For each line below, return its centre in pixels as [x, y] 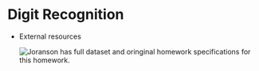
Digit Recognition [66, 15]
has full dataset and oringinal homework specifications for [155, 51]
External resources [50, 36]
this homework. [45, 60]
